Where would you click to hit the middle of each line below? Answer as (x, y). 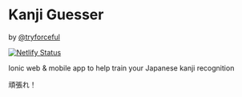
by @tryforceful (34, 37)
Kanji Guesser (56, 15)
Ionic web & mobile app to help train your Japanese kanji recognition (121, 68)
